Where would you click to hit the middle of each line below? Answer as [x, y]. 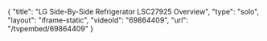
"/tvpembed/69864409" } [51, 29]
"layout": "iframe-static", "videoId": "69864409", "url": [98, 20]
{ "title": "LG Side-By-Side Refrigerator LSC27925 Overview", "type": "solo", [133, 12]
